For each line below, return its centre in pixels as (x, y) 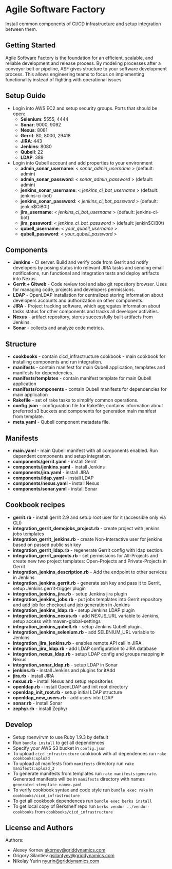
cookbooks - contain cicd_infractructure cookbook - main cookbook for (89, 356)
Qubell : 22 (32, 152)
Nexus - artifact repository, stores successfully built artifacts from (83, 317)
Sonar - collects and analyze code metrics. (58, 328)
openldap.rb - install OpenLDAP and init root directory (70, 686)
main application (30, 395)
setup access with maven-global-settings (57, 621)
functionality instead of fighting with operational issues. (64, 79)
